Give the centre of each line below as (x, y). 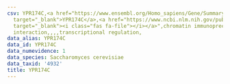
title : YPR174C (29, 70)
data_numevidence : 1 (37, 51)
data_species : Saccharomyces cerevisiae (66, 58)
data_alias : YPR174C (37, 39)
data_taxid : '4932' (35, 64)
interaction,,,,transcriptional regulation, (78, 32)
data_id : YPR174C (32, 45)
